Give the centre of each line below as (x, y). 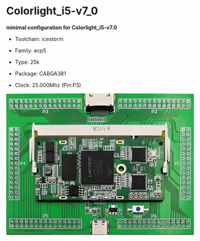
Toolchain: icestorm (39, 39)
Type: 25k (27, 62)
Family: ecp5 (30, 50)
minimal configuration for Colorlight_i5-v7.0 (62, 27)
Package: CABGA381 (40, 73)
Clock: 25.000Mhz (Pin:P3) (48, 85)
